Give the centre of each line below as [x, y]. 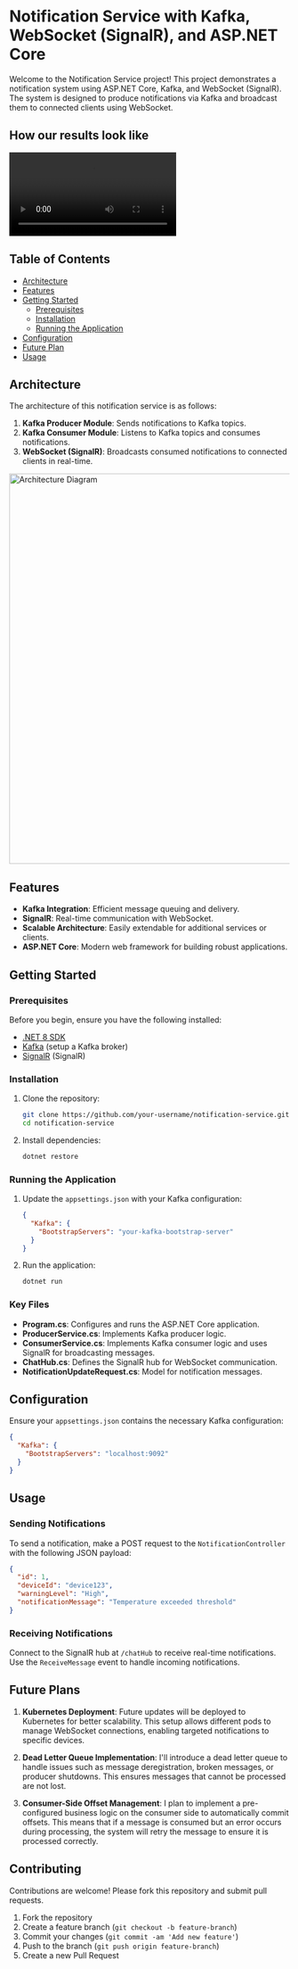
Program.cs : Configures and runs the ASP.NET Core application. [141, 1324]
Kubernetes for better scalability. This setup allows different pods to [146, 1721]
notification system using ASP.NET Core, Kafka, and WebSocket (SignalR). [145, 88]
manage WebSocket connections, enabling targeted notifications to [145, 1730]
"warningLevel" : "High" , [63, 1594]
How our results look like [79, 136]
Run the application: [59, 1265]
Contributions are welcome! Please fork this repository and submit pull [138, 1890]
